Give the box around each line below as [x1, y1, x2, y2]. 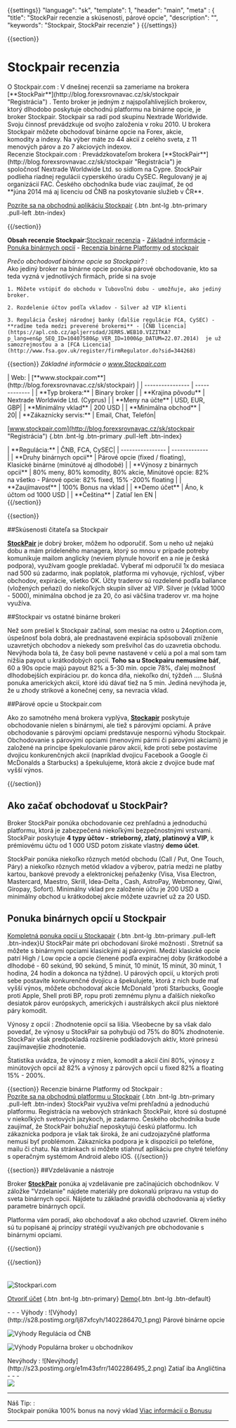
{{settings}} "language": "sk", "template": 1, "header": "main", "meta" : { [7, 6, 215, 14]
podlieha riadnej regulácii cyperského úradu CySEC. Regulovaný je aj [7, 172, 207, 180]
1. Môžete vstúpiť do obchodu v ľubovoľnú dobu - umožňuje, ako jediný [7, 285, 221, 293]
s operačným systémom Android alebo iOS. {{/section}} [7, 1152, 169, 1160]
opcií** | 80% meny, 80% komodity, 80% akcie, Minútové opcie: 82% [7, 468, 209, 476]
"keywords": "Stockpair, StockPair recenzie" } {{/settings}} [7, 21, 178, 29]
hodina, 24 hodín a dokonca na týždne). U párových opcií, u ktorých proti [7, 968, 219, 977]
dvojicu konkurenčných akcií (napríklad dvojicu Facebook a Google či [7, 751, 209, 759]
